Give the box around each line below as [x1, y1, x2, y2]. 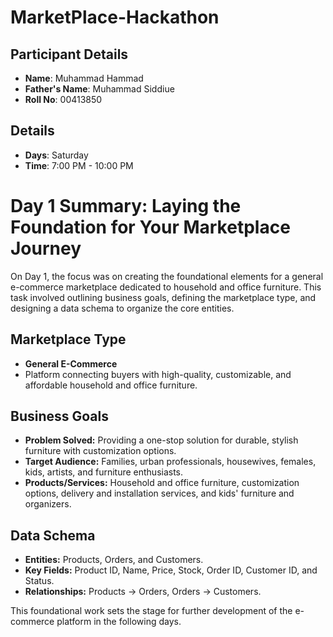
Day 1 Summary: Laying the [10, 195, 242, 217]
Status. [24, 575, 55, 587]
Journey [10, 237, 82, 260]
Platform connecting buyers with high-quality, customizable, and [24, 368, 292, 380]
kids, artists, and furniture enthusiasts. [24, 466, 184, 478]
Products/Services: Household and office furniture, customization [24, 477, 300, 489]
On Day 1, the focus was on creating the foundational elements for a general [10, 270, 324, 282]
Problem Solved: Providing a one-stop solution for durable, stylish [24, 434, 299, 446]
